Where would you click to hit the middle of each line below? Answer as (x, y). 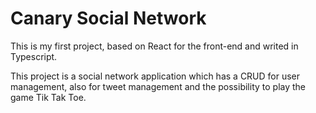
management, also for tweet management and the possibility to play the (158, 86)
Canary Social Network (108, 18)
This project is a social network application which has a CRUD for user (155, 76)
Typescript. (34, 56)
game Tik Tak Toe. (48, 97)
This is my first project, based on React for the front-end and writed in (154, 46)
